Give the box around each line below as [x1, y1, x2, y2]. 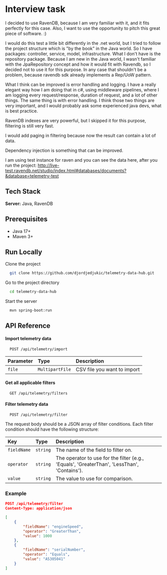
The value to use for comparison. [55, 475, 133, 482]
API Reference [5, 322, 51, 330]
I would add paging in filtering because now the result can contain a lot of [5, 132, 156, 138]
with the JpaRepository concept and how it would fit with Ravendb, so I [5, 61, 151, 67]
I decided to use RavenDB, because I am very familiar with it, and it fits [5, 20, 150, 26]
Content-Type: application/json [5, 506, 72, 511]
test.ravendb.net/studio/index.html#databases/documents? [5, 168, 127, 174]
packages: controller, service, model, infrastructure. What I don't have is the [5, 51, 161, 57]
